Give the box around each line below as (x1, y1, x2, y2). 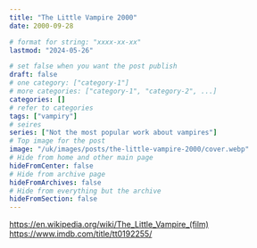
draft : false (9, 70, 58, 79)
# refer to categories (9, 103, 94, 112)
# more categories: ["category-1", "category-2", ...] (9, 87, 218, 95)
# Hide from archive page (9, 169, 105, 178)
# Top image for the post (9, 136, 105, 145)
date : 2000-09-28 (9, 21, 74, 30)
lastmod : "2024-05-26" (9, 45, 94, 54)
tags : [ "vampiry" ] (9, 112, 78, 120)
